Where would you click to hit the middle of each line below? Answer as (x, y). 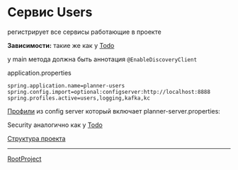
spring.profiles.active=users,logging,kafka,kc (79, 98)
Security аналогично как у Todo (55, 125)
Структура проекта (36, 138)
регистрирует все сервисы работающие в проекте (84, 32)
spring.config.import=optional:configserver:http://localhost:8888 (109, 92)
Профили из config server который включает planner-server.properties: (114, 111)
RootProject (24, 159)
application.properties (40, 73)
